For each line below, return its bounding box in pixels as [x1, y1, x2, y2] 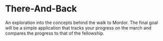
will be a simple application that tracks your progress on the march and [5, 24, 151, 30]
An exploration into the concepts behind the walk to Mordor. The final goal [5, 19, 158, 25]
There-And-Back [5, 3, 77, 14]
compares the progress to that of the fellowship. [5, 30, 104, 36]
